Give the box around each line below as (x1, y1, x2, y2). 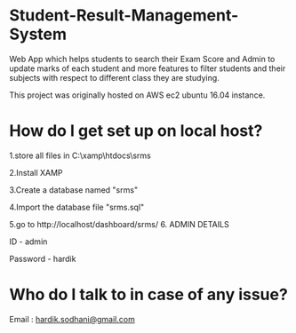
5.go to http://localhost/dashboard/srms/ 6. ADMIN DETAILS (9, 218, 229, 229)
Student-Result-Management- (9, 5, 239, 26)
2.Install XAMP (9, 167, 64, 178)
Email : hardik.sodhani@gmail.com (9, 313, 135, 324)
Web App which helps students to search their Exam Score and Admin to (9, 53, 276, 64)
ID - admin (9, 236, 48, 247)
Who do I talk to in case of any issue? (9, 285, 289, 305)
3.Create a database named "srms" (9, 184, 139, 195)
